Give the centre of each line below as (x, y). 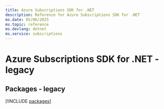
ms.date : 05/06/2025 (27, 19)
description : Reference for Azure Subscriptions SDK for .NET (73, 15)
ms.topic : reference (27, 24)
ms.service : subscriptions (34, 34)
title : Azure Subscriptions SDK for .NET (50, 10)
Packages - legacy (35, 89)
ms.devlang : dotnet (26, 29)
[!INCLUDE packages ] (28, 101)
